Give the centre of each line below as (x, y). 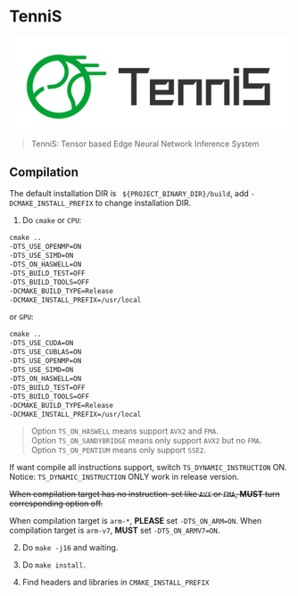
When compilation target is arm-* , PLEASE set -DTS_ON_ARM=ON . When (136, 521)
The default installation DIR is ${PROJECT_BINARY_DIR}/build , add (129, 194)
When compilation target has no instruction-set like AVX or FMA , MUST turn (145, 494)
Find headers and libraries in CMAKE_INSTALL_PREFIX (116, 583)
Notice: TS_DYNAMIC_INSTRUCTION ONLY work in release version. (124, 477)
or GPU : (21, 317)
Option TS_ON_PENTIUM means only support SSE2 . (119, 450)
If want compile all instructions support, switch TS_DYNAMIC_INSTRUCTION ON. (148, 468)
